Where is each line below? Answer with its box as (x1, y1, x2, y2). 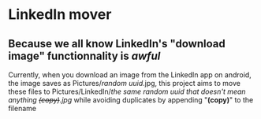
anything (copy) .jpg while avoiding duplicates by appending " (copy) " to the (8, 95, 254, 104)
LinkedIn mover (8, 6, 112, 24)
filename (8, 104, 37, 113)
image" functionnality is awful (8, 49, 161, 62)
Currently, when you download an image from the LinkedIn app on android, (8, 70, 252, 80)
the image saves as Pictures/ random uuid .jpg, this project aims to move (8, 79, 240, 87)
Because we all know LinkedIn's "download (8, 37, 226, 50)
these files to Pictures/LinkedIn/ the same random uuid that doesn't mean (8, 87, 246, 96)
